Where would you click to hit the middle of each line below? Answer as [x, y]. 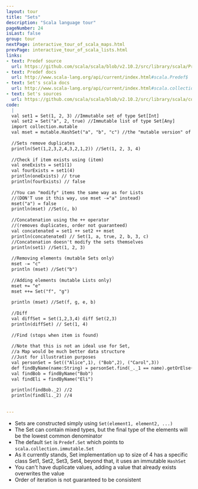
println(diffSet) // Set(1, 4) [50, 324]
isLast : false [24, 34]
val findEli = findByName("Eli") [52, 379]
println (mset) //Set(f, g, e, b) [54, 302]
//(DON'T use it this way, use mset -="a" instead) [76, 198]
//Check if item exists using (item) [58, 160]
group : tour [21, 39]
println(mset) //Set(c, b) [44, 209]
